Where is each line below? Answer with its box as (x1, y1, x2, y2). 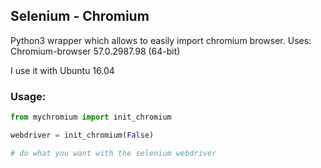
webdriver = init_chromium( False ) (10, 130, 155, 140)
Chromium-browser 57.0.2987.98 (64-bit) (10, 45, 181, 57)
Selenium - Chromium (10, 8, 150, 25)
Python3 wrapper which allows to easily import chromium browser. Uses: (10, 34, 312, 46)
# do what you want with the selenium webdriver (10, 148, 217, 158)
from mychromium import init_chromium (10, 112, 172, 123)
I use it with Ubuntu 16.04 (10, 64, 115, 76)
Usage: (10, 89, 47, 103)
